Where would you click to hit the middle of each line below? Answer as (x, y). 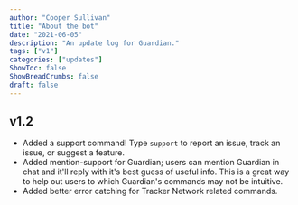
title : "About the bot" (54, 26)
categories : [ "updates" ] (56, 60)
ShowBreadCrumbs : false (54, 77)
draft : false (34, 85)
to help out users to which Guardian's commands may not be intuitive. (153, 182)
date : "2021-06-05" (46, 34)
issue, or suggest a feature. (73, 153)
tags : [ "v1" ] (34, 51)
